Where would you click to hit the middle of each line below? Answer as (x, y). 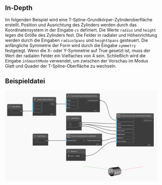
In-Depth (19, 8)
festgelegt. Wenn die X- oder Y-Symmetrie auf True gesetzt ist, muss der (78, 50)
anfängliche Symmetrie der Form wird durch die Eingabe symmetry (71, 45)
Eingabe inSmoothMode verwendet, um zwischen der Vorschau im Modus (77, 61)
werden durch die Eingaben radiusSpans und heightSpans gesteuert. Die (77, 40)
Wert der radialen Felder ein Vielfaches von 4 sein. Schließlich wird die (75, 56)
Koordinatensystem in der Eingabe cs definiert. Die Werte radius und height (81, 30)
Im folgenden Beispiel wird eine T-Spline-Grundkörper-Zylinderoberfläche (79, 19)
